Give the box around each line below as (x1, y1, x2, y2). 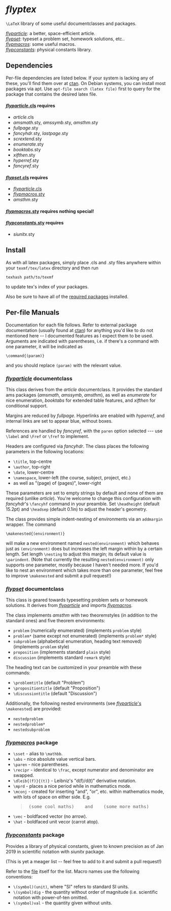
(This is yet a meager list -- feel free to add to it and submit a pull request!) (6, 858, 162, 864)
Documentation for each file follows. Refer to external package (6, 322, 137, 328)
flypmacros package (6, 739, 58, 747)
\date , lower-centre (13, 469, 54, 475)
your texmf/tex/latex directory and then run (6, 265, 98, 271)
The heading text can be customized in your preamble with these (6, 665, 142, 671)
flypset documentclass (6, 585, 64, 592)
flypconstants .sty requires (6, 220, 64, 226)
